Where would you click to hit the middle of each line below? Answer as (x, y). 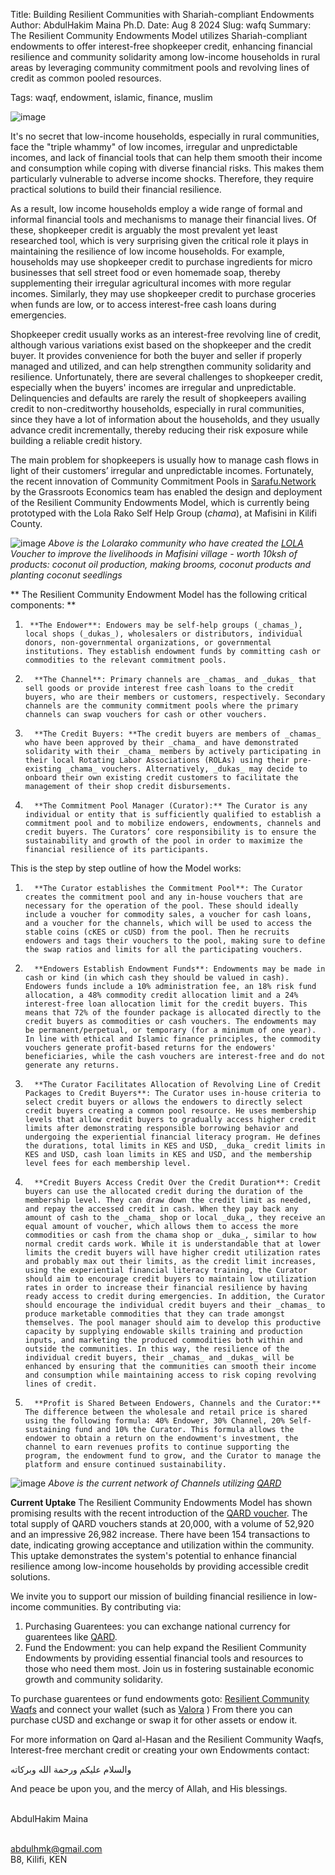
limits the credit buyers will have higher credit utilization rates (173, 1253)
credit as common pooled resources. (86, 78)
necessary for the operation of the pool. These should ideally (161, 906)
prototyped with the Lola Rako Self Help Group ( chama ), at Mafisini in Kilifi (163, 513)
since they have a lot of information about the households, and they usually (165, 419)
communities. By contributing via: (112, 1607)
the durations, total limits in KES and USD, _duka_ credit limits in (175, 1146)
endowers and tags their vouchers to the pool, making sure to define (175, 941)
